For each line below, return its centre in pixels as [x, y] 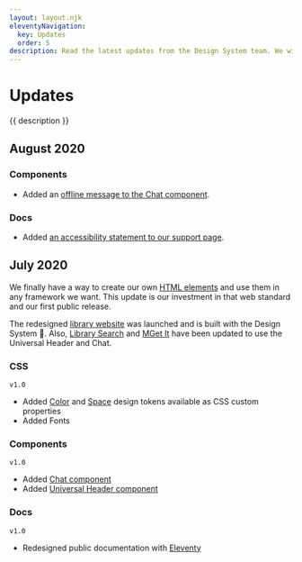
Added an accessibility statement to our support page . [123, 237]
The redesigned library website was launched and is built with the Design [145, 323]
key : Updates [42, 34]
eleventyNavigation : [48, 26]
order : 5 [34, 43]
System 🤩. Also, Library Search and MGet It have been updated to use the [146, 333]
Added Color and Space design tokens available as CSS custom [140, 402]
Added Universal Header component [90, 489]
